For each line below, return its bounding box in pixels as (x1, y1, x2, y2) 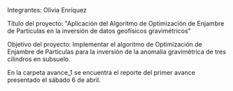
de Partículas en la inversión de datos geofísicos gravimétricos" (7, 27, 191, 35)
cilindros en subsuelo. (7, 55, 71, 63)
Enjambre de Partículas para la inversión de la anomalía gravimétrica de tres (7, 48, 226, 56)
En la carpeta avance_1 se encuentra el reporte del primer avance (7, 69, 196, 76)
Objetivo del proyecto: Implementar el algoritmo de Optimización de (7, 40, 203, 48)
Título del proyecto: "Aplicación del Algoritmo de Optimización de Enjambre (7, 19, 225, 27)
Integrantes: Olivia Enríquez (7, 6, 87, 14)
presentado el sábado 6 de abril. (7, 76, 101, 84)
